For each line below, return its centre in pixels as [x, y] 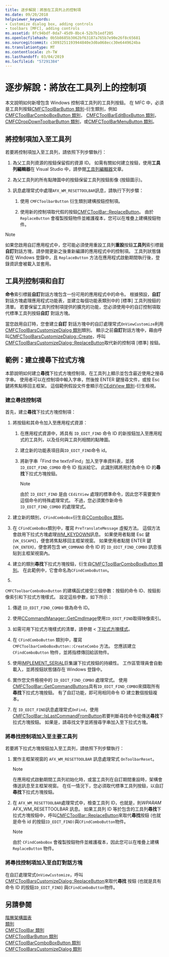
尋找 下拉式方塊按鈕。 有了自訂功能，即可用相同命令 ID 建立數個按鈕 [83, 692]
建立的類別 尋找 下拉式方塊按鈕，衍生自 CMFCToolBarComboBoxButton [85, 564]
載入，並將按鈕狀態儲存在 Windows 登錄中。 [59, 669]
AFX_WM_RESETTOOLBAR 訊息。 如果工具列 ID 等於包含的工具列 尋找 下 [87, 809]
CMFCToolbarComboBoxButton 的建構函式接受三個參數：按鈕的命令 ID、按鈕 [81, 591]
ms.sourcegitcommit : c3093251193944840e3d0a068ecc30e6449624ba [73, 43]
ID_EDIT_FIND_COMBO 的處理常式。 [54, 506]
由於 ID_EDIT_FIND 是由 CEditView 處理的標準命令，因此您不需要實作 [90, 494]
